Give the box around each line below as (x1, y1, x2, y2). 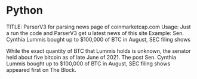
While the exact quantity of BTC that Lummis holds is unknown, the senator (6, 47, 191, 54)
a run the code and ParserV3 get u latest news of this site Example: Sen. (6, 29, 184, 36)
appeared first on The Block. (6, 66, 76, 73)
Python (6, 4, 43, 17)
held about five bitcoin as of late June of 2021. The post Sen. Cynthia (6, 53, 177, 61)
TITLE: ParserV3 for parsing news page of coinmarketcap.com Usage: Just (6, 23, 191, 30)
